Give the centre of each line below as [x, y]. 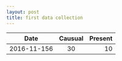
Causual [71, 38]
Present [101, 38]
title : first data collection [45, 18]
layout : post [23, 12]
